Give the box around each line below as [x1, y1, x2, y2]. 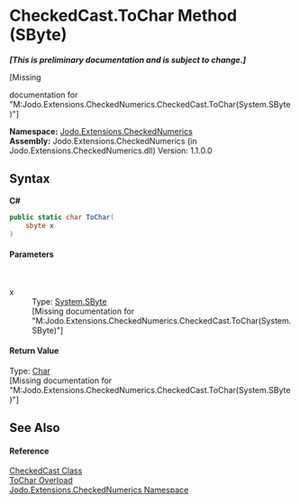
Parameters [9, 249, 54, 260]
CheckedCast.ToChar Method [9, 5, 238, 26]
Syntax [9, 171, 50, 187]
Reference [9, 445, 50, 456]
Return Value [9, 345, 59, 356]
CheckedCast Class [9, 465, 83, 476]
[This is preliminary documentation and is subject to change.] [9, 54, 246, 65]
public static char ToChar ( [9, 213, 115, 222]
